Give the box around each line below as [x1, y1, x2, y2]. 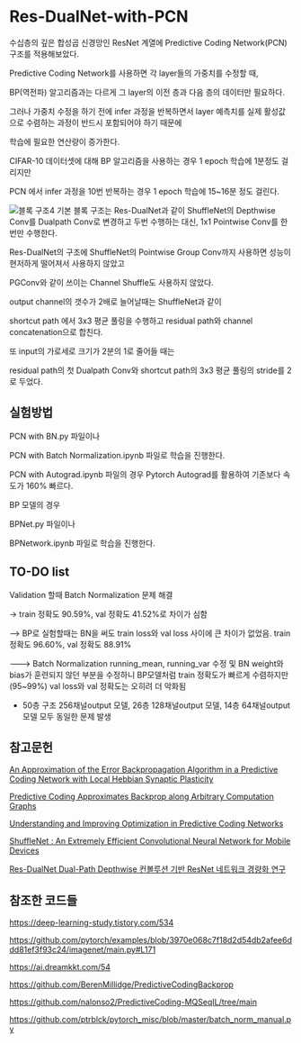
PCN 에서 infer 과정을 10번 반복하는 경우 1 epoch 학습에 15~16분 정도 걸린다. [9, 186, 280, 196]
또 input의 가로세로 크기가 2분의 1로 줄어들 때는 [9, 345, 175, 357]
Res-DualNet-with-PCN [9, 6, 189, 27]
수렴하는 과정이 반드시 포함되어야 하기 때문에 [25, 117, 182, 128]
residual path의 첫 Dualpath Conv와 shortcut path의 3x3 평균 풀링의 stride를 [9, 365, 286, 376]
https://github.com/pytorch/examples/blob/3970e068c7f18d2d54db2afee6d [9, 935, 292, 946]
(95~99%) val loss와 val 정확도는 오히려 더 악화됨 [9, 680, 187, 691]
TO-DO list [9, 565, 70, 580]
